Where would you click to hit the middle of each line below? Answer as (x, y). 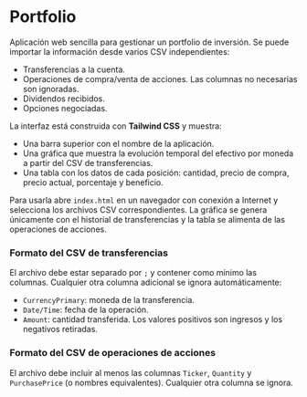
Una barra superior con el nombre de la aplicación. (118, 143)
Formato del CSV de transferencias (89, 253)
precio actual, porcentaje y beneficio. (93, 182)
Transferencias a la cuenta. (74, 69)
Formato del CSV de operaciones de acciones (113, 353)
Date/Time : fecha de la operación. (85, 310)
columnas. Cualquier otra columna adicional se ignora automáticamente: (146, 282)
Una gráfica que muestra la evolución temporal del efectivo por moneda (158, 153)
